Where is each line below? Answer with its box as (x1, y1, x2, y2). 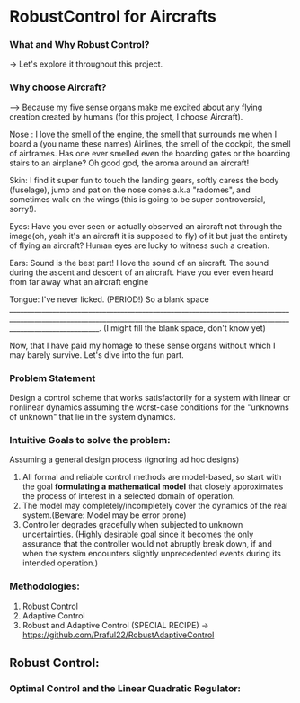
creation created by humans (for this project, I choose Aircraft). (9, 111, 243, 122)
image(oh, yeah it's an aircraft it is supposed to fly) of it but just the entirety (9, 230, 288, 241)
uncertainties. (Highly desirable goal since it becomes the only (22, 529, 254, 540)
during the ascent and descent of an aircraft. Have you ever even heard (9, 267, 274, 278)
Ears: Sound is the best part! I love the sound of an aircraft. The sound (9, 257, 269, 268)
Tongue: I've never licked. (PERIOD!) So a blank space (9, 294, 209, 305)
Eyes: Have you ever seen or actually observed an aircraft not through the (9, 220, 283, 231)
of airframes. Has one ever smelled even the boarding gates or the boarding (9, 147, 291, 158)
